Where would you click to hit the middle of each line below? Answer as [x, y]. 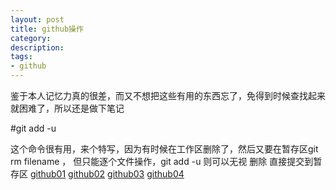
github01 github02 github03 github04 [107, 174]
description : [37, 47]
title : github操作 [47, 29]
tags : [21, 57]
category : [31, 38]
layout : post [37, 19]
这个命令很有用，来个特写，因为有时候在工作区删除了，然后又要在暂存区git [164, 149]
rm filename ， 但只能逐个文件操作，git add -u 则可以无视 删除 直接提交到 [162, 161]
